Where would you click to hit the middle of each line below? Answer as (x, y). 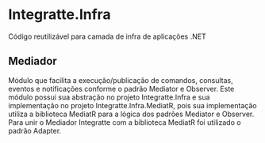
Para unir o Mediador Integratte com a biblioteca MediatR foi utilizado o (125, 122)
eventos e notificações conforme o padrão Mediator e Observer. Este (121, 88)
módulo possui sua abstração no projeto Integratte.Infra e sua (109, 97)
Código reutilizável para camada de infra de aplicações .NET (107, 36)
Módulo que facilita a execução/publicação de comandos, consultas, (121, 80)
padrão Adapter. (35, 130)
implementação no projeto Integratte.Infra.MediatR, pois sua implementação (132, 105)
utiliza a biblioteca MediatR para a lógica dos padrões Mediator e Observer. (131, 114)
